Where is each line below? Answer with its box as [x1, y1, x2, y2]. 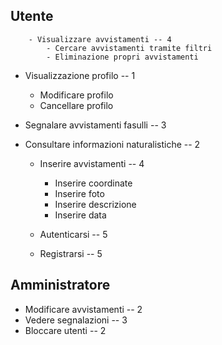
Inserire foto [54, 187, 105, 199]
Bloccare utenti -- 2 [24, 324, 107, 336]
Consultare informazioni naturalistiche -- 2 [24, 138, 201, 150]
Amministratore [10, 277, 111, 294]
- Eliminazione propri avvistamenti [46, 52, 199, 62]
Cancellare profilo [39, 99, 114, 111]
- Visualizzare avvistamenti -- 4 [28, 34, 172, 44]
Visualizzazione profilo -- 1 [24, 69, 136, 81]
